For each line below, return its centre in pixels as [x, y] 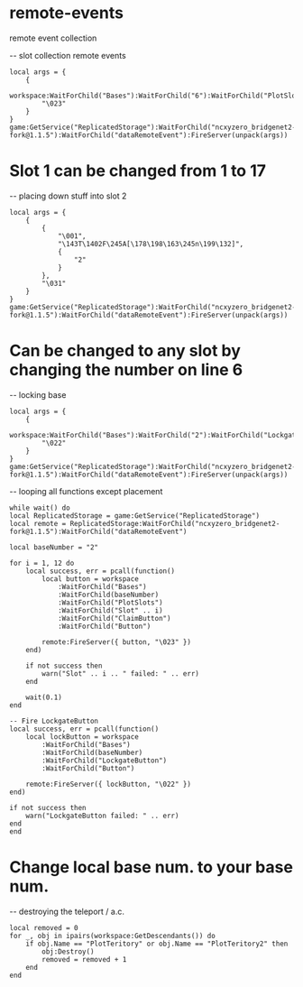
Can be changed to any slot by [125, 351]
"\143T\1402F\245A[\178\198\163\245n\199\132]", [151, 244]
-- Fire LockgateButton [54, 721]
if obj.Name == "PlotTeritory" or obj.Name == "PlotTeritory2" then [157, 944]
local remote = [38, 523]
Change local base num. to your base [151, 867]
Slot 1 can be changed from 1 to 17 [138, 171]
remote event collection [53, 38]
